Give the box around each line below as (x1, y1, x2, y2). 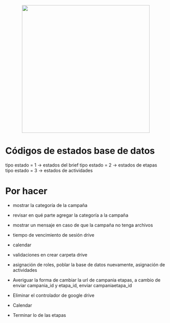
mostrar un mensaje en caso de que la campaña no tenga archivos (12, 222, 153, 228)
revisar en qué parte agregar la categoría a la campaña (12, 212, 129, 218)
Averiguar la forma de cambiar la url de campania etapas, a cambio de (12, 276, 161, 283)
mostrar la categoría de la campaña (12, 202, 88, 208)
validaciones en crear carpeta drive (12, 251, 88, 258)
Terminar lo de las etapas (12, 312, 66, 318)
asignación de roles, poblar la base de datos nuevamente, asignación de (12, 261, 165, 268)
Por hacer (5, 186, 47, 197)
